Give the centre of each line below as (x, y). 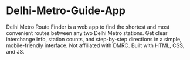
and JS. (15, 51)
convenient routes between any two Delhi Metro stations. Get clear (87, 33)
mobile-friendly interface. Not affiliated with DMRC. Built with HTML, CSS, (95, 45)
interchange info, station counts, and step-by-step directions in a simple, (94, 39)
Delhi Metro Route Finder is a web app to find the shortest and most (88, 27)
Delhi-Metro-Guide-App (66, 11)
